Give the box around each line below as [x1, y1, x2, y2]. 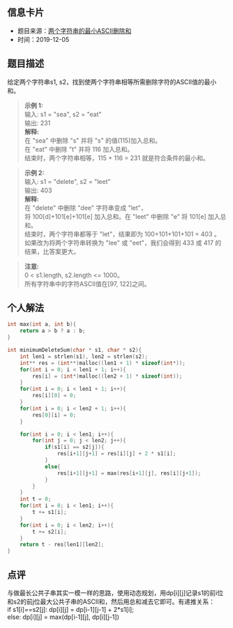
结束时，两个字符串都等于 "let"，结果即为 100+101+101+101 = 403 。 [24, 229, 221, 238]
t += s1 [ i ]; [32, 509, 68, 516]
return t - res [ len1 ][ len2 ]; [20, 541, 105, 548]
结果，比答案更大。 [24, 247, 80, 255]
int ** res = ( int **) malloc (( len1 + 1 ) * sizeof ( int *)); [20, 359, 186, 366]
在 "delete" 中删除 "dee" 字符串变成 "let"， [24, 204, 148, 212]
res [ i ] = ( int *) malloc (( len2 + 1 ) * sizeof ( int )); [32, 373, 183, 380]
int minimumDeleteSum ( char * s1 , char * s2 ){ [7, 347, 142, 354]
